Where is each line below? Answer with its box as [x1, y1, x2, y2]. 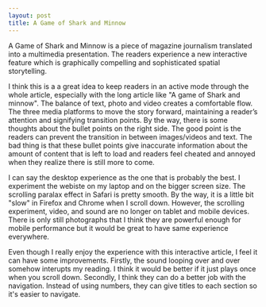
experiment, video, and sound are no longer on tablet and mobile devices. [8, 206, 250, 216]
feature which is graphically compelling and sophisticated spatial [8, 57, 221, 67]
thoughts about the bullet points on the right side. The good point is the [8, 124, 241, 133]
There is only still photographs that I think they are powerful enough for [8, 215, 241, 224]
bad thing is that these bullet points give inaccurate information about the [8, 140, 249, 150]
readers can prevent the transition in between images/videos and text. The [8, 132, 253, 141]
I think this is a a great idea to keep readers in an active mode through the [8, 81, 249, 91]
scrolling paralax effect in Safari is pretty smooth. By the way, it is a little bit [8, 190, 254, 199]
